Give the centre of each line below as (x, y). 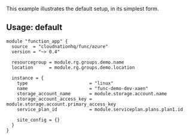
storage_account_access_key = (55, 99)
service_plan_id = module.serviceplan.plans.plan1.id (100, 109)
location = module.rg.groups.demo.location (73, 67)
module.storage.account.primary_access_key (61, 104)
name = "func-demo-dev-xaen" (83, 88)
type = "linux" (65, 83)
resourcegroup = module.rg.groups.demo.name (68, 62)
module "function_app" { (37, 41)
